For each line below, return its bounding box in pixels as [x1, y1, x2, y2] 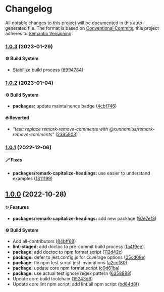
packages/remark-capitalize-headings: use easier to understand [12, 170, 150, 176]
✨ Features [5, 204, 29, 210]
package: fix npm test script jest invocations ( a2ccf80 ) [12, 260, 128, 266]
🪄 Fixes [5, 157, 23, 163]
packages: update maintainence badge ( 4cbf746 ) [12, 103, 117, 109]
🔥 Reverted [5, 114, 29, 121]
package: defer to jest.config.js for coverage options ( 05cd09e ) [12, 254, 146, 260]
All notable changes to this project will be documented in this [5, 20, 132, 26]
